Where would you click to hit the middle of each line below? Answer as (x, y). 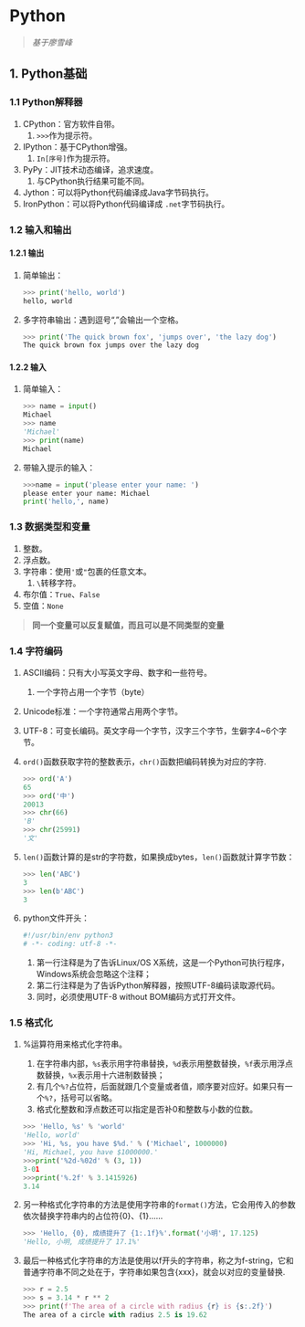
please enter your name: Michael (86, 493)
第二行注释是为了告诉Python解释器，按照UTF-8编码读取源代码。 (158, 985)
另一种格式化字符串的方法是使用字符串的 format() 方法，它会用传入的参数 (159, 1205)
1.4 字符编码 (36, 651)
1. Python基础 (48, 74)
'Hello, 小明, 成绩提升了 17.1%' (81, 1242)
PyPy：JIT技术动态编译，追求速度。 (90, 169)
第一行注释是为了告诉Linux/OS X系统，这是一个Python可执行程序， (163, 963)
